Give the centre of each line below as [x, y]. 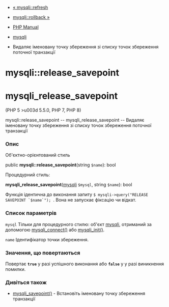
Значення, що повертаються [43, 253]
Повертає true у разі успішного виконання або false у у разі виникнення [85, 264]
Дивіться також [26, 282]
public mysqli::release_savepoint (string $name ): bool [61, 165]
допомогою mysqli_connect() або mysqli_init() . [55, 230]
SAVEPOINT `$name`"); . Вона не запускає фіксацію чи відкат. [71, 200]
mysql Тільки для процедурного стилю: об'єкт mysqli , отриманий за [78, 224]
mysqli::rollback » [31, 17]
